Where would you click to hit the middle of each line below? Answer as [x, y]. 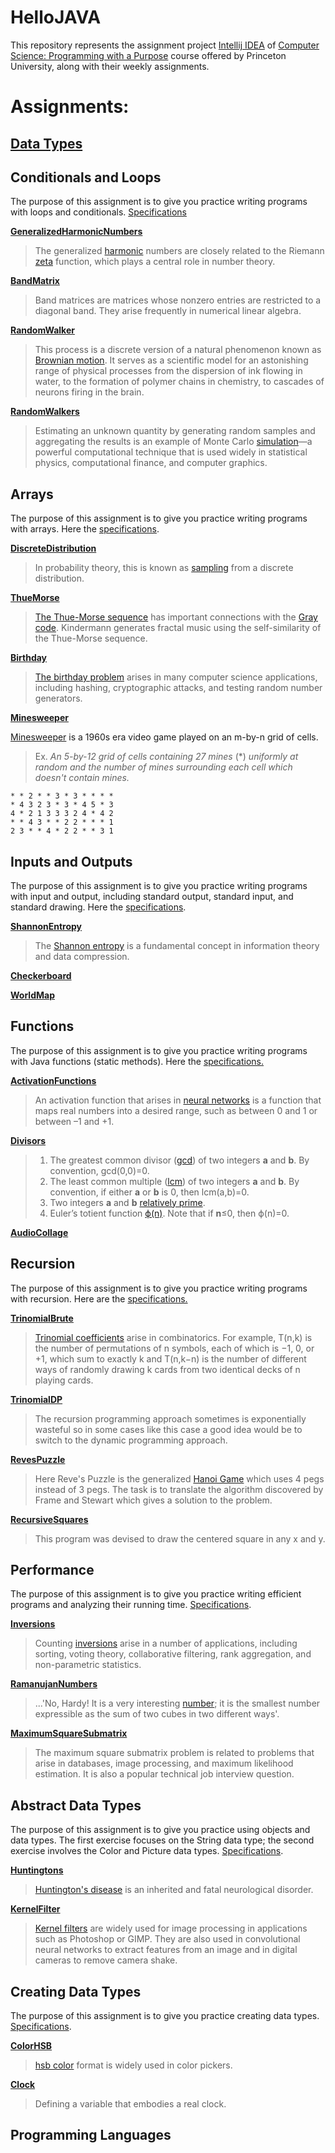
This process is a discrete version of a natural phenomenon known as [178, 350]
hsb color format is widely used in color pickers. [133, 2065]
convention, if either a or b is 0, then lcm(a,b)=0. [149, 1192]
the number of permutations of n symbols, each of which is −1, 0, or [174, 1348]
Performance [52, 1569]
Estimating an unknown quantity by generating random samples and [175, 431]
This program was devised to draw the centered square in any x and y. [180, 1538]
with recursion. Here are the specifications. [99, 1298]
